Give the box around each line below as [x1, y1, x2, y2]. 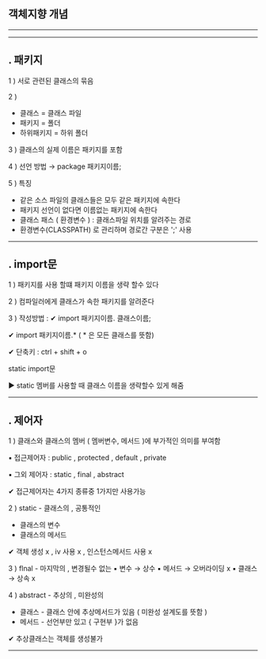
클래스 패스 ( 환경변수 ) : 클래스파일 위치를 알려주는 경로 [19, 214, 192, 224]
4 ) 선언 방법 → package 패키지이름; [8, 161, 122, 171]
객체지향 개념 [8, 7, 69, 21]
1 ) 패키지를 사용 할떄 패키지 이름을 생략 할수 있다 [8, 280, 159, 290]
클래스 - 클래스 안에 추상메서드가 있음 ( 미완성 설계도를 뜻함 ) [19, 608, 207, 617]
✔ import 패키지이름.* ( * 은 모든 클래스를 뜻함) [8, 331, 154, 340]
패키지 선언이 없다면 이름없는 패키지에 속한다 [19, 205, 158, 214]
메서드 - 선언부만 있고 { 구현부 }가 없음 [19, 617, 139, 627]
